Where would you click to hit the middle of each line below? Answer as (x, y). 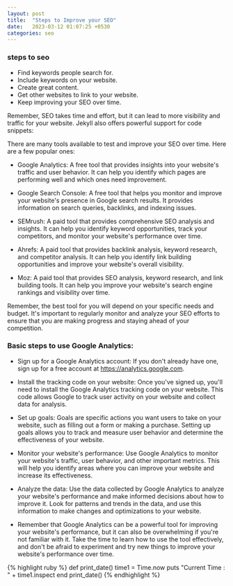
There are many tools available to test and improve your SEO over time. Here (117, 144)
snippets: (21, 130)
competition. (25, 328)
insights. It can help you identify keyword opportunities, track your (112, 228)
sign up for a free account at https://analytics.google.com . (101, 368)
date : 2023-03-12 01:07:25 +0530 (59, 26)
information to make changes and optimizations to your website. (109, 511)
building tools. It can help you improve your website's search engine (115, 285)
